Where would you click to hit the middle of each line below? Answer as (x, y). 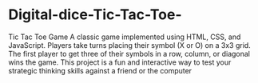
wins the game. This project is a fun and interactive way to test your (120, 62)
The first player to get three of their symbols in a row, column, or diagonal (129, 53)
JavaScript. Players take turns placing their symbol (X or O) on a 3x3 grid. (130, 45)
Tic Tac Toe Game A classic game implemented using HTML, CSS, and (125, 37)
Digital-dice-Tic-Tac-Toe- (95, 15)
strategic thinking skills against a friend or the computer (100, 70)
